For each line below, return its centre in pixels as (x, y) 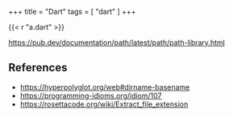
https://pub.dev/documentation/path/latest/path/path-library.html (117, 42)
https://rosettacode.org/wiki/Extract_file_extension (104, 104)
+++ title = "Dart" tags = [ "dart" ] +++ (72, 12)
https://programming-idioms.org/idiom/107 (91, 95)
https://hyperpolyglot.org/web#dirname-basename (105, 87)
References (38, 68)
